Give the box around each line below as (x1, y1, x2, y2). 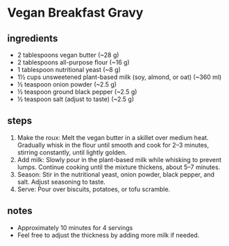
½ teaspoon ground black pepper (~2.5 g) (17, 88, 137, 96)
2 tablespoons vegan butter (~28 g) (17, 51, 119, 59)
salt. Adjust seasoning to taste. (17, 177, 106, 186)
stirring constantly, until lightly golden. (17, 148, 127, 157)
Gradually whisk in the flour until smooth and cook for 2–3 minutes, (17, 141, 210, 149)
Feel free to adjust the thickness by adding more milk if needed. (17, 231, 200, 239)
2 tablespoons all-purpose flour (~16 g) (17, 58, 130, 67)
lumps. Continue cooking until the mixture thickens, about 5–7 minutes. (17, 163, 221, 171)
